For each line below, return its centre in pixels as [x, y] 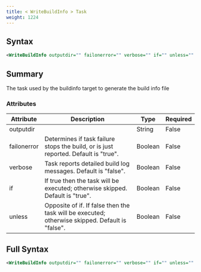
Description [88, 119]
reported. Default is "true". [82, 154]
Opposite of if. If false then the [87, 206]
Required [179, 119]
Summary [25, 74]
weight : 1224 [22, 17]
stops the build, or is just [79, 146]
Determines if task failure [80, 139]
